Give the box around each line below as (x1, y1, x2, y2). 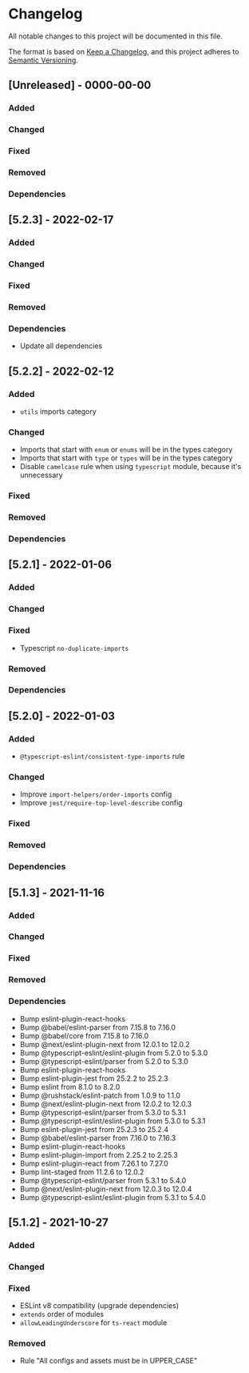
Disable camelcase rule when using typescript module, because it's (19, 462, 242, 472)
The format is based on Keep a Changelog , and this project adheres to (8, 46, 239, 56)
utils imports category (19, 407, 97, 416)
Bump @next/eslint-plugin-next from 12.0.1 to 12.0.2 (19, 1039, 190, 1049)
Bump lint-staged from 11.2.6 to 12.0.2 (19, 1166, 144, 1177)
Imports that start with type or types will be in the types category (19, 453, 233, 463)
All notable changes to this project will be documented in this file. (8, 31, 223, 41)
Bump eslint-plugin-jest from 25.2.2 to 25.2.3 (19, 1074, 169, 1083)
